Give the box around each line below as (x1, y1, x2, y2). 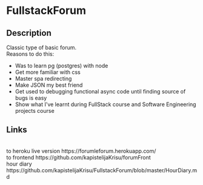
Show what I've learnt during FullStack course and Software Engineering (15, 101, 196, 108)
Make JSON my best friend (15, 81, 83, 89)
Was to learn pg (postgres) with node (15, 62, 108, 69)
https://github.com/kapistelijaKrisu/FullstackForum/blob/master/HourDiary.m (6, 166, 198, 173)
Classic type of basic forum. (6, 44, 77, 51)
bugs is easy (15, 95, 47, 101)
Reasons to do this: (6, 50, 55, 58)
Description (6, 28, 52, 38)
